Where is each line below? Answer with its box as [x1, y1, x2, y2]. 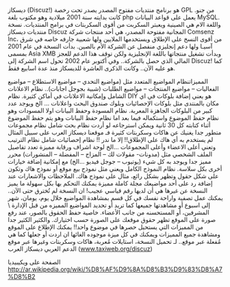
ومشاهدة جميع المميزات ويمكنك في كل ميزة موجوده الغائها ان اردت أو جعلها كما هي [8, 230, 221, 238]
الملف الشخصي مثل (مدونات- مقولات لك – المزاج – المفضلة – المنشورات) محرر [8, 150, 213, 158]
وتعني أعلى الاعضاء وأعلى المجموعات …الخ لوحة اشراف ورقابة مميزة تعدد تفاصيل [8, 143, 216, 151]
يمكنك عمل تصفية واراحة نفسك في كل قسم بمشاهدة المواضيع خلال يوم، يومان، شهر [8, 194, 223, 201]
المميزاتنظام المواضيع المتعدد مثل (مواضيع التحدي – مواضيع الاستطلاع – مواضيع [8, 77, 208, 85]
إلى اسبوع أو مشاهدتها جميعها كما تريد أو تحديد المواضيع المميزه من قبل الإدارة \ [8, 201, 211, 209]
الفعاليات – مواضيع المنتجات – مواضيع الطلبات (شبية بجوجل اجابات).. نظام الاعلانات [8, 85, 219, 92]
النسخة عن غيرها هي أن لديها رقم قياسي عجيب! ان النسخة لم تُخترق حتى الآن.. [8, 186, 208, 195]
